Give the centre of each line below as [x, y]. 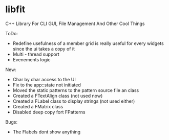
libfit [15, 9]
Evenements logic [31, 59]
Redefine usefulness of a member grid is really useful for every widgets [88, 43]
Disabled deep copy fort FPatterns [49, 112]
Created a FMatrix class [38, 106]
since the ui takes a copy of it [44, 49]
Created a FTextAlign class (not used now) [58, 96]
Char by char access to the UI [44, 79]
